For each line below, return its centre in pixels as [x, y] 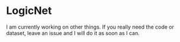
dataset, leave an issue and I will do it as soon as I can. [73, 33]
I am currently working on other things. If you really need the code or [90, 27]
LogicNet [29, 11]
